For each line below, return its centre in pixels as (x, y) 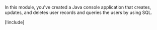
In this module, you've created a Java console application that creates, (78, 7)
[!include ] (15, 22)
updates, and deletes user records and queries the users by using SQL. (78, 12)
